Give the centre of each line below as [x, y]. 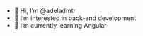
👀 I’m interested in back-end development [75, 18]
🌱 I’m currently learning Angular [61, 25]
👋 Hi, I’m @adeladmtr [45, 11]
